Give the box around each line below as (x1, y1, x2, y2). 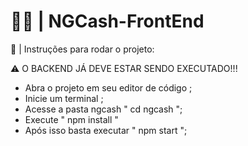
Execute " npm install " (24, 113, 119, 125)
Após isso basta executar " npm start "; (24, 124, 188, 136)
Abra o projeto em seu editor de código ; (24, 81, 193, 94)
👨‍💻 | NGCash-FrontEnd (10, 10, 205, 33)
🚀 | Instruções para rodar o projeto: (10, 43, 155, 55)
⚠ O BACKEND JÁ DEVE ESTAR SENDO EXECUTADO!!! (10, 62, 238, 74)
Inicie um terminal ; (24, 92, 104, 104)
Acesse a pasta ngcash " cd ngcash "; (24, 103, 183, 115)
